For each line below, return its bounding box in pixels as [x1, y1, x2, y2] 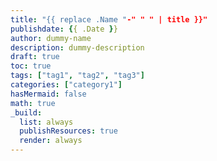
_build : [10, 107, 43, 118]
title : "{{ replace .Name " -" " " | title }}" [10, 14, 208, 25]
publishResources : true [19, 126, 118, 136]
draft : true [10, 52, 60, 62]
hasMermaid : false [10, 89, 87, 99]
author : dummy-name [10, 33, 92, 43]
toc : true [10, 61, 52, 71]
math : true [10, 98, 56, 108]
